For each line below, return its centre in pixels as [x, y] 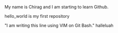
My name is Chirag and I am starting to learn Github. [57, 7]
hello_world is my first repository [37, 16]
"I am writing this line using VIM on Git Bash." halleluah [59, 25]
